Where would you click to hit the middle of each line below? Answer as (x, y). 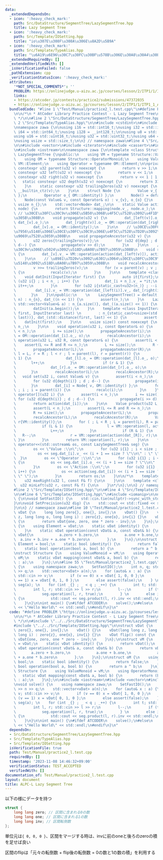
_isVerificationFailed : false (40, 69)
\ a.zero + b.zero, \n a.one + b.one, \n (73, 653)
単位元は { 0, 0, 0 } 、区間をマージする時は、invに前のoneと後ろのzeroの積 (81, 836)
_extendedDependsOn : (30, 14)
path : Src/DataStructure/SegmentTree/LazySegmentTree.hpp (73, 23)
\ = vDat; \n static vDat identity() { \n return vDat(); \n (84, 644)
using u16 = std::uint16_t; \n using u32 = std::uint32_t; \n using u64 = (87, 136)
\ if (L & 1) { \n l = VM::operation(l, (82, 426)
